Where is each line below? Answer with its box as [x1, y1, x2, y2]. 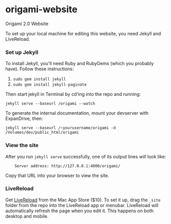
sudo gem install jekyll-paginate [12, 82, 87, 88]
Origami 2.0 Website [5, 21, 49, 27]
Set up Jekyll [5, 49, 39, 56]
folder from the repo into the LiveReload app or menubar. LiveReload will [5, 202, 159, 208]
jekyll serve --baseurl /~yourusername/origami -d [5, 126, 116, 131]
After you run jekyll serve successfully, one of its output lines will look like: [5, 153, 166, 159]
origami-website [5, 4, 78, 15]
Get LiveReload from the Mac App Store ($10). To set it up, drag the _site [5, 196, 161, 203]
